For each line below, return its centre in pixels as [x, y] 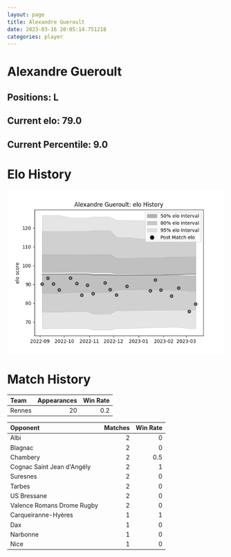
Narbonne [25, 534]
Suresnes [24, 477]
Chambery [25, 457]
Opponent [25, 428]
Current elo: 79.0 [45, 121]
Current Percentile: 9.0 [58, 145]
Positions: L [33, 97]
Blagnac [22, 447]
